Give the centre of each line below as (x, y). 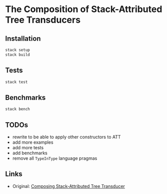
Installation (23, 38)
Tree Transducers (43, 20)
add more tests (28, 147)
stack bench (17, 109)
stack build (17, 55)
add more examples (33, 142)
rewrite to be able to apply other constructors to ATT (66, 137)
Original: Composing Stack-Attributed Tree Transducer (68, 186)
